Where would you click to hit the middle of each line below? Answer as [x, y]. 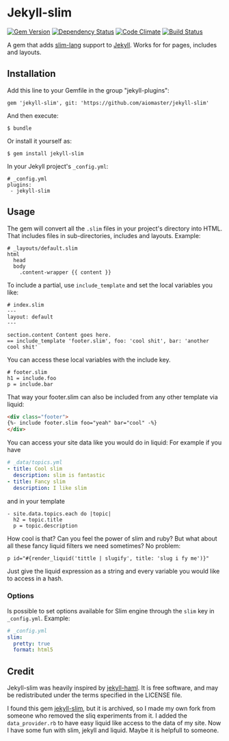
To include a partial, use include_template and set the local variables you [110, 285]
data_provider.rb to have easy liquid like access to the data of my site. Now [114, 723]
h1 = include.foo [32, 378]
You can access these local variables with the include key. [89, 360]
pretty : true [32, 644]
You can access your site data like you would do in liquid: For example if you [114, 443]
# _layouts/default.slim [42, 248]
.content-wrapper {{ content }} [65, 272]
